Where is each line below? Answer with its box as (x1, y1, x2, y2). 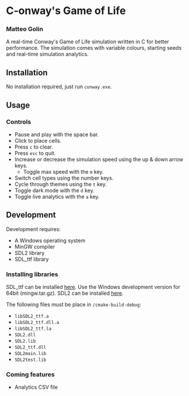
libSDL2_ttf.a (14, 314, 49, 319)
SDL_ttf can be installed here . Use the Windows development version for (6, 284, 181, 291)
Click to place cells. (14, 137, 62, 144)
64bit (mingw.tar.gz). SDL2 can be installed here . (6, 290, 124, 297)
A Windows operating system (14, 237, 86, 244)
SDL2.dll (14, 332, 36, 338)
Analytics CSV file (14, 384, 58, 391)
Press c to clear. (14, 143, 54, 150)
